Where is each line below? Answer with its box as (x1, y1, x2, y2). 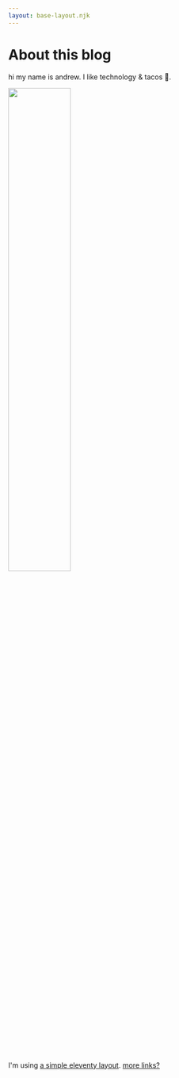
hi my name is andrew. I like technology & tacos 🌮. (8, 72, 172, 82)
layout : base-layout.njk (8, 11, 90, 20)
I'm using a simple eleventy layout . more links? (8, 1060, 161, 1070)
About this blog (8, 45, 112, 63)
